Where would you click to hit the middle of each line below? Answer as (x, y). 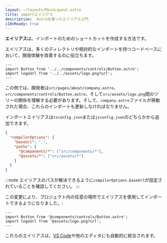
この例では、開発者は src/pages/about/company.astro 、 (62, 88)
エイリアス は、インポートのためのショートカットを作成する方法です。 (77, 38)
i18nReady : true (22, 24)
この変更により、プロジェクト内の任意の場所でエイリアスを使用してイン (79, 197)
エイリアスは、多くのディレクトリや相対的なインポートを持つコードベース (82, 49)
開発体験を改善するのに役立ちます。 (59, 55)
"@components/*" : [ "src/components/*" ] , (61, 151)
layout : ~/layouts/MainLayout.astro (43, 10)
